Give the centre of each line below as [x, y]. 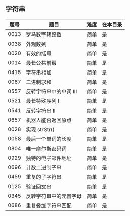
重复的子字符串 [44, 177]
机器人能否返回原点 [49, 120]
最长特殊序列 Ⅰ [43, 101]
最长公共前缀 [41, 63]
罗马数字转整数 [44, 34]
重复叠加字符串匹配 [49, 205]
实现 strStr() [40, 129]
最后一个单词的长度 [49, 139]
